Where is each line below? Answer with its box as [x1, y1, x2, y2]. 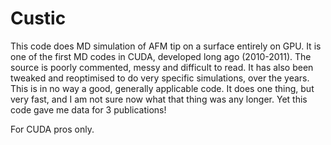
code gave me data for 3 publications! [10, 103, 167, 116]
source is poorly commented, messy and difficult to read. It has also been [10, 61, 314, 73]
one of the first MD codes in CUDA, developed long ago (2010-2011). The [10, 50, 312, 62]
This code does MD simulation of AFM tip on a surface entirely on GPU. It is [10, 40, 322, 52]
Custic [10, 7, 67, 30]
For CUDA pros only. [10, 123, 95, 135]
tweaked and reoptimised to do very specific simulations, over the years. [10, 72, 310, 84]
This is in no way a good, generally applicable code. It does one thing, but [10, 82, 315, 94]
